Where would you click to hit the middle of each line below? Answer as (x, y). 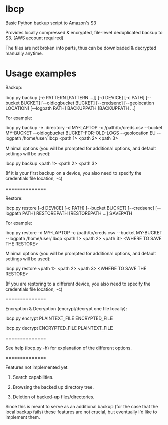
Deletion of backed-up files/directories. (53, 397)
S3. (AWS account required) (34, 38)
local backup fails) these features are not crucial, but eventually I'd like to (81, 412)
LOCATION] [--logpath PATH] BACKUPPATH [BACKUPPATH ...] (70, 108)
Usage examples (41, 74)
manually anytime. (24, 53)
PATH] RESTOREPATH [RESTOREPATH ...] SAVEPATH (77, 213)
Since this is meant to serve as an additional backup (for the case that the (82, 406)
